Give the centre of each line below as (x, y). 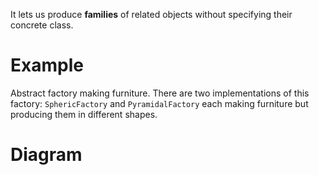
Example (47, 65)
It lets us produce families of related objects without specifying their (151, 14)
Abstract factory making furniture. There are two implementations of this (160, 93)
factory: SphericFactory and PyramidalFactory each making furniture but (159, 103)
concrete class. (42, 25)
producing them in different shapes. (84, 114)
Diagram (46, 155)
